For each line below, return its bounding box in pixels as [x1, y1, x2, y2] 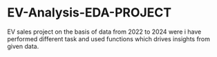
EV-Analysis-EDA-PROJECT [7, 5, 171, 21]
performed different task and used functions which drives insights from [7, 34, 211, 43]
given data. [7, 42, 39, 50]
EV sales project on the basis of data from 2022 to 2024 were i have [7, 27, 202, 36]
